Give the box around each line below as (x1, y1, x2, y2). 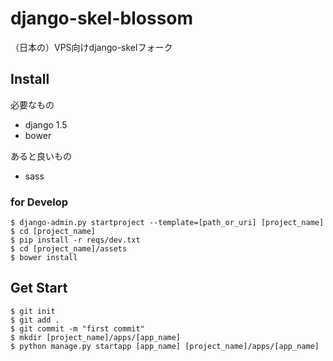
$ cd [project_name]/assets (10, 244, 128, 254)
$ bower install (10, 253, 78, 263)
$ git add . (10, 315, 60, 325)
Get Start (10, 280, 68, 297)
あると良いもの (10, 150, 72, 162)
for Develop (10, 195, 69, 209)
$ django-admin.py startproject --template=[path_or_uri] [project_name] (10, 218, 325, 228)
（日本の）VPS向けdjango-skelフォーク (10, 41, 173, 53)
